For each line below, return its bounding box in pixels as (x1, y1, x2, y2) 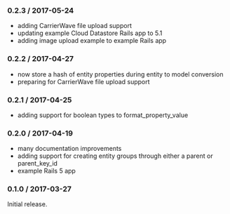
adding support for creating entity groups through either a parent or (17, 152, 213, 160)
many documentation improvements (17, 145, 122, 153)
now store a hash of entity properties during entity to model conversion (17, 69, 224, 79)
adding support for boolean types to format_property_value (17, 111, 189, 119)
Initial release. (7, 200, 48, 208)
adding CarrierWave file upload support (17, 22, 132, 30)
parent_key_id (17, 159, 58, 168)
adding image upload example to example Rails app (17, 36, 167, 45)
